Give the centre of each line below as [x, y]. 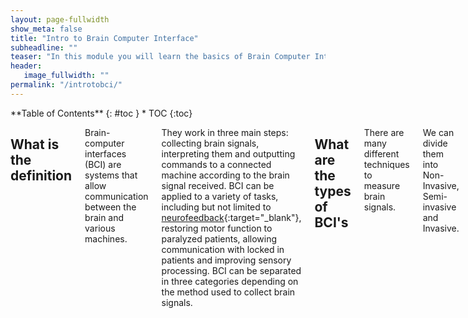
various [100, 228]
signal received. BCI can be [218, 185]
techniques [386, 164]
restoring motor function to [217, 228]
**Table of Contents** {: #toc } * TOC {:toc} [101, 113]
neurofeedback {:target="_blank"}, [231, 217]
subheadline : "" [44, 47]
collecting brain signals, [210, 143]
